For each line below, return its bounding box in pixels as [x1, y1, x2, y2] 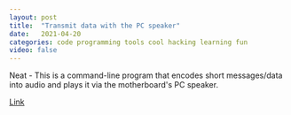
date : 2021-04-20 [9, 29, 82, 38]
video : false [9, 46, 58, 55]
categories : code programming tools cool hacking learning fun [9, 37, 248, 47]
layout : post [9, 12, 58, 22]
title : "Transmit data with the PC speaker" [9, 21, 180, 30]
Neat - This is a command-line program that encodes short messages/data [9, 70, 283, 80]
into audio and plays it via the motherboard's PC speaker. [9, 80, 219, 90]
